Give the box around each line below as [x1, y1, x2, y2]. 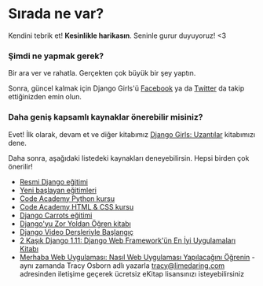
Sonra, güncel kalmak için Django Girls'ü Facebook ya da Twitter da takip [8, 84, 245, 93]
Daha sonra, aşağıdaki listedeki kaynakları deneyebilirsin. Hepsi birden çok [8, 153, 250, 162]
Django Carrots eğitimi [19, 210, 93, 220]
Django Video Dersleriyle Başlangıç [19, 227, 134, 236]
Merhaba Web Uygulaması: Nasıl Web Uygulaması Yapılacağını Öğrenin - [19, 252, 255, 262]
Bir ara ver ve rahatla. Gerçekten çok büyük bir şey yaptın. [8, 69, 196, 78]
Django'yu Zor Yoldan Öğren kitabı [19, 218, 131, 228]
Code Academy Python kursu [19, 194, 115, 203]
